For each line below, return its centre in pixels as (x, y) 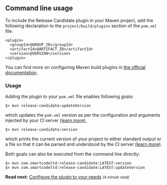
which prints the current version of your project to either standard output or (83, 139)
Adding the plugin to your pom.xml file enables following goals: (70, 97)
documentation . (22, 72)
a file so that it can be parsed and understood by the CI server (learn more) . (84, 144)
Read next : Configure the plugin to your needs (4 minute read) (67, 177)
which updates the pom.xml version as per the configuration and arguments (83, 115)
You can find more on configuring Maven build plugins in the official (75, 67)
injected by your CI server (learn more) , (46, 121)
